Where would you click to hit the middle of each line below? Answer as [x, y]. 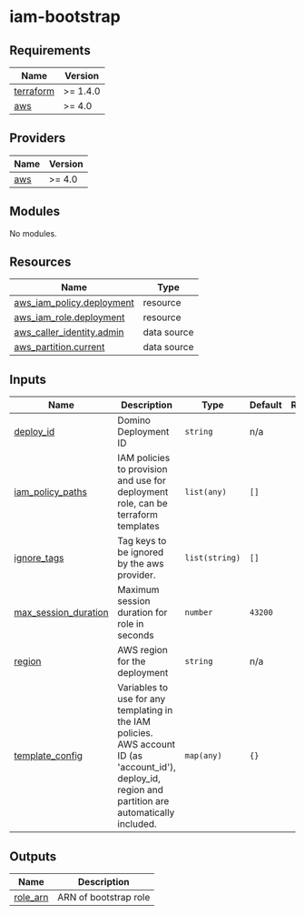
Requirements [50, 50]
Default [266, 405]
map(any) [203, 756]
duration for [143, 613]
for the [132, 661]
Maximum [138, 590]
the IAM [134, 722]
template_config [49, 756]
